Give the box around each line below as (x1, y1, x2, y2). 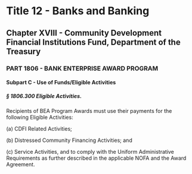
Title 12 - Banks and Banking (6, 4, 150, 18)
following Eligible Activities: (6, 114, 73, 121)
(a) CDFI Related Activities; (6, 125, 73, 132)
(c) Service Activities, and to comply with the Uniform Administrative (6, 148, 175, 156)
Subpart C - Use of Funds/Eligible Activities (6, 79, 116, 86)
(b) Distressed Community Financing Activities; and (6, 137, 132, 144)
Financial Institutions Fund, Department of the (6, 37, 181, 47)
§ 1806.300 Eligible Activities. (6, 92, 82, 99)
